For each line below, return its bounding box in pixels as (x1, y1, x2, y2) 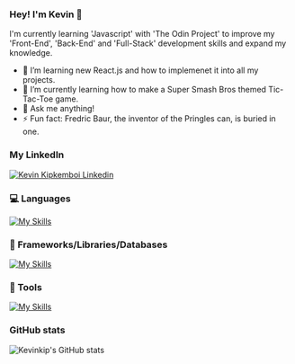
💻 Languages (9, 192, 71, 205)
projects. (22, 75, 56, 85)
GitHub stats (9, 324, 66, 336)
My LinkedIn (9, 148, 65, 161)
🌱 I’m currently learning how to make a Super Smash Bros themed (22, 84, 267, 95)
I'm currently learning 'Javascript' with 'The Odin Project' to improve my (9, 29, 275, 40)
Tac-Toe (22, 93, 54, 104)
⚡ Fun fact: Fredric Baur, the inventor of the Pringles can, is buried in (22, 113, 276, 124)
